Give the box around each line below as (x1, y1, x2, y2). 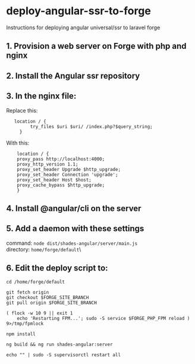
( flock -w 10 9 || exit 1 (6, 310, 73, 316)
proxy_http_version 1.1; (17, 161, 78, 167)
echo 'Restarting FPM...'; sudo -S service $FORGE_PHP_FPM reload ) (17, 315, 190, 321)
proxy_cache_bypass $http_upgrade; (17, 182, 105, 188)
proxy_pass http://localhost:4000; (17, 156, 105, 162)
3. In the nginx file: (6, 91, 77, 101)
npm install (6, 331, 36, 337)
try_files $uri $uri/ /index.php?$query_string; (30, 123, 153, 129)
